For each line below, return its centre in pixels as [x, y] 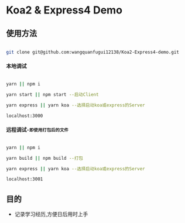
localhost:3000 [25, 116]
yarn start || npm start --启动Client [52, 94]
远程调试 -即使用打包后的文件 [37, 130]
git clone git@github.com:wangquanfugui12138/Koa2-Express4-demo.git [93, 52]
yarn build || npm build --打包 [44, 158]
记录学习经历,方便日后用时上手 [51, 214]
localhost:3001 [25, 179]
